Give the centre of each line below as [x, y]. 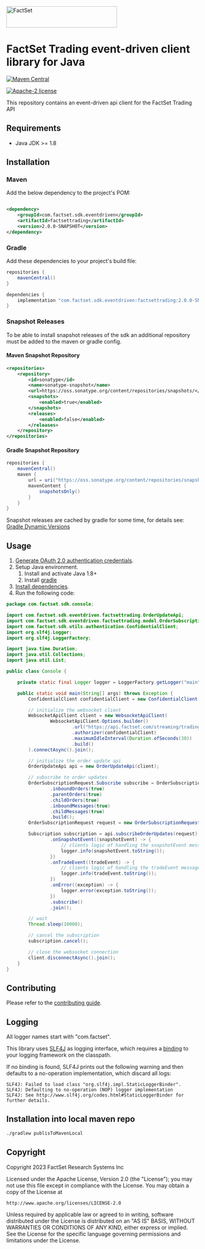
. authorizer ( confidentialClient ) [114, 733]
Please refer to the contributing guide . [54, 1003]
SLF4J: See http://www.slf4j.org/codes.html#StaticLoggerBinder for [95, 1095]
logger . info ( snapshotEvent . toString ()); [113, 851]
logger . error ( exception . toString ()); [109, 891]
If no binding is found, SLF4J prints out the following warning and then [95, 1067]
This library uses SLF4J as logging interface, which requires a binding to [98, 1048]
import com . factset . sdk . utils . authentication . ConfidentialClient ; [92, 626]
